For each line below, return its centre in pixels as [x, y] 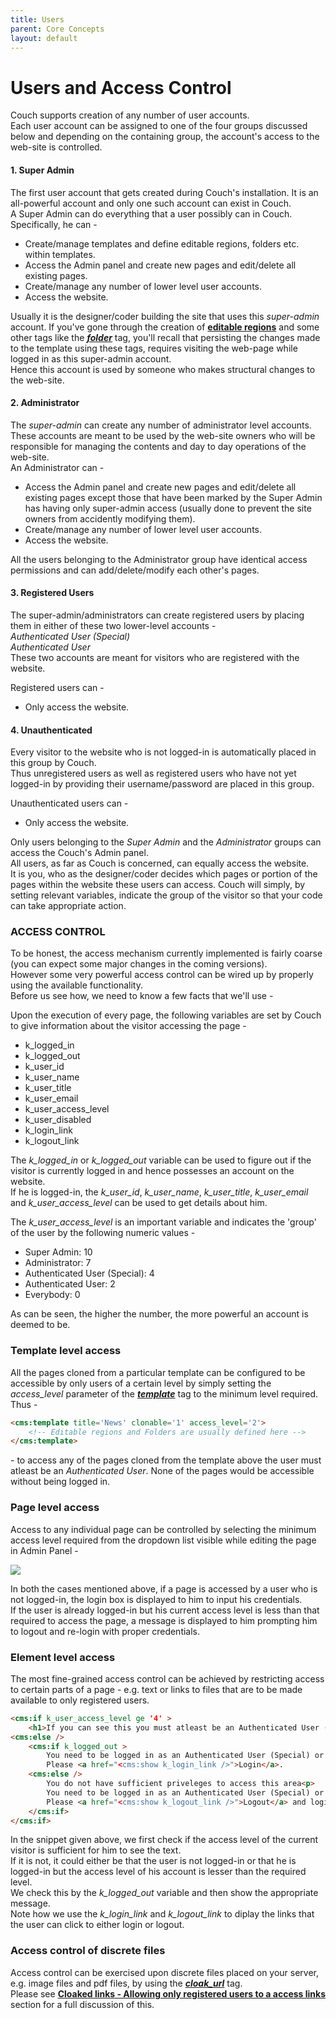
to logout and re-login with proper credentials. [105, 1631]
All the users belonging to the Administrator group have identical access [159, 559]
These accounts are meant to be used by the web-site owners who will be [163, 435]
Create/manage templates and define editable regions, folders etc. [162, 243]
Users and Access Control [121, 87]
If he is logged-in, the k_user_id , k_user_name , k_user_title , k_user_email [159, 1192]
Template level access [66, 1351]
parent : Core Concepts [57, 29]
